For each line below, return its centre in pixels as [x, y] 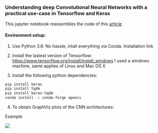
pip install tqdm [23, 89]
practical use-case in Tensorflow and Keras [58, 13]
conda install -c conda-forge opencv [43, 98]
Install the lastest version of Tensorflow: [52, 56]
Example [14, 116]
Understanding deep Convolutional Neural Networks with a [76, 7]
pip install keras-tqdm [29, 93]
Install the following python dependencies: [54, 75]
